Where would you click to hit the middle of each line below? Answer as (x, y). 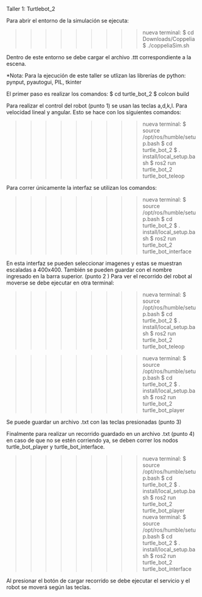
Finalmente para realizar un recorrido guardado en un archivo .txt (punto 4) (100, 434)
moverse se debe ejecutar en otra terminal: (60, 283)
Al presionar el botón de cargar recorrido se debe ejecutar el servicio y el (98, 581)
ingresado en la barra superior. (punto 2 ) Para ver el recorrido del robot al (99, 276)
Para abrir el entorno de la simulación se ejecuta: (68, 20)
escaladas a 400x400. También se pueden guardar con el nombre (89, 270)
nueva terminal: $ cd (168, 32)
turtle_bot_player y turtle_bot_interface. (56, 447)
